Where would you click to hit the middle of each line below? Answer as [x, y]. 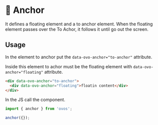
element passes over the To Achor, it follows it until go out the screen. [77, 29]
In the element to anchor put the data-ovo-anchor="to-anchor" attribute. [79, 57]
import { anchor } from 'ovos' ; [39, 109]
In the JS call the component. [35, 100]
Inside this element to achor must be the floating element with [69, 66]
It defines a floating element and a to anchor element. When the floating [79, 24]
